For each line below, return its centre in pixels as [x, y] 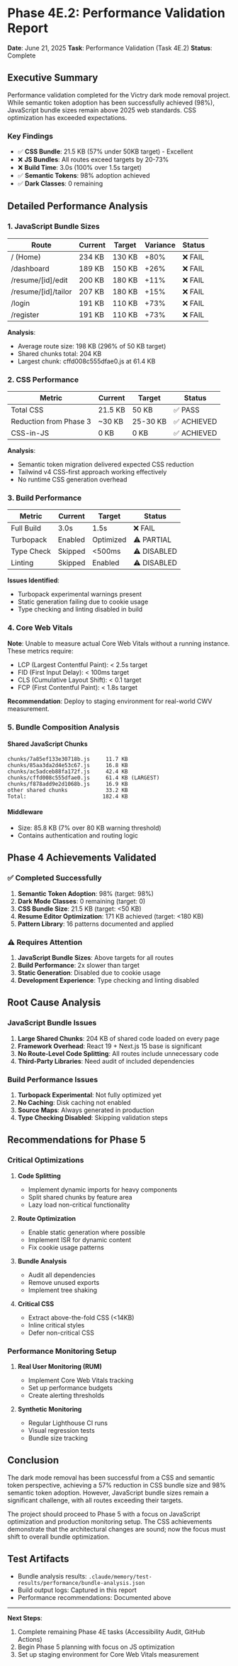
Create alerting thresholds [66, 1395]
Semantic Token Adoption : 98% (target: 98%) [86, 893]
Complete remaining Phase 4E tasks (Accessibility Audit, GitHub [111, 1632]
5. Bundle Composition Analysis [63, 727]
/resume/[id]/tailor [41, 292]
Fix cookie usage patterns [66, 1247]
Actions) [30, 1639]
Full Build [26, 528]
